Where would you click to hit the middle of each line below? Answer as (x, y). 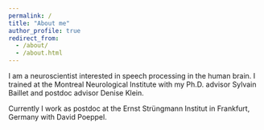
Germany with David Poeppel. (58, 117)
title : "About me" (39, 23)
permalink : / (30, 16)
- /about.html (39, 53)
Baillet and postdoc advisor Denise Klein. (76, 93)
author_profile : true (45, 30)
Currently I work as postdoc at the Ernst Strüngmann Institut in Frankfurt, (129, 108)
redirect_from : (34, 38)
